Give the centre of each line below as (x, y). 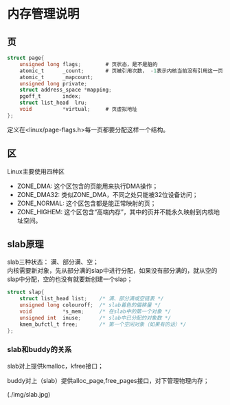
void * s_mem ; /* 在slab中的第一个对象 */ (95, 311)
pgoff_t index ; (50, 96)
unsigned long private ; (54, 83)
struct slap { (26, 292)
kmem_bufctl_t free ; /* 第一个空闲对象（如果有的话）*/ (103, 324)
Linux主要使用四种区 (36, 171)
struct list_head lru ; (54, 103)
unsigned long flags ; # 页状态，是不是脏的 (89, 64)
